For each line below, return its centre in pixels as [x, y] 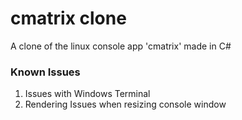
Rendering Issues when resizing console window [125, 104]
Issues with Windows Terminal [87, 94]
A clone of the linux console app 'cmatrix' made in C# [121, 46]
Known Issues [45, 72]
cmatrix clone [68, 18]
